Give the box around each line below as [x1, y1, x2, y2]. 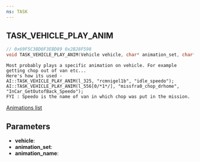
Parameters [6, 121, 51, 131]
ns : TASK [6, 8, 28, 15]
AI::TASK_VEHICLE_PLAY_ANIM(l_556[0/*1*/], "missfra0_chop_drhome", [6, 84, 180, 90]
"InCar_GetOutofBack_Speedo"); [6, 88, 84, 95]
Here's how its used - [6, 73, 62, 79]
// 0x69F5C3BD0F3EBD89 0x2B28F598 [6, 46, 92, 52]
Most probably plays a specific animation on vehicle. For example [6, 63, 177, 69]
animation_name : [14, 150, 59, 157]
